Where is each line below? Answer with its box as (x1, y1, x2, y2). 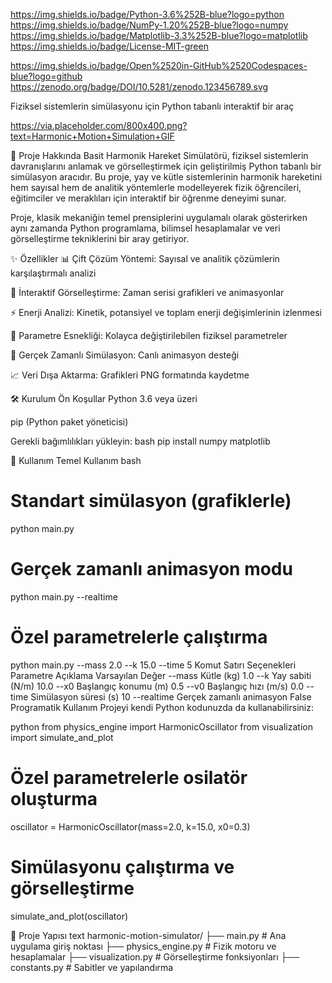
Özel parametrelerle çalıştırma (10, 626, 268, 649)
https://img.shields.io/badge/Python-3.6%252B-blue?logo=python (10, 9, 285, 20)
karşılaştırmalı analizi (10, 267, 97, 279)
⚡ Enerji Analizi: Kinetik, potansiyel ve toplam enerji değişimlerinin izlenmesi (10, 307, 322, 318)
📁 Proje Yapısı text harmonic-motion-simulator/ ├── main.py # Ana (10, 929, 287, 941)
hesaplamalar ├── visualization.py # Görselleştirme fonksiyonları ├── (10, 950, 300, 963)
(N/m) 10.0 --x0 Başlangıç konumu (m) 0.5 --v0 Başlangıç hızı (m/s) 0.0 (10, 680, 305, 692)
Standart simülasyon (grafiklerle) (10, 490, 292, 513)
